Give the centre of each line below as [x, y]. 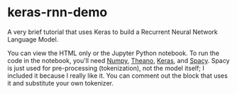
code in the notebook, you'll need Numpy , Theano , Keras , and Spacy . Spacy [118, 60]
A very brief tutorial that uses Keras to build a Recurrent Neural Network [113, 32]
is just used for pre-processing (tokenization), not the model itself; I [106, 68]
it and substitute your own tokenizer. [60, 83]
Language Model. [33, 39]
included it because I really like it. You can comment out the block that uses [118, 76]
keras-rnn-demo [57, 12]
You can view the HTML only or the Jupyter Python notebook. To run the [114, 53]
